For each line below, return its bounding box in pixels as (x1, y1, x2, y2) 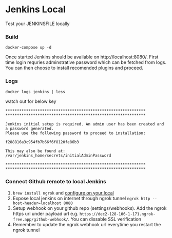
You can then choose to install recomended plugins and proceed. (5, 65, 144, 71)
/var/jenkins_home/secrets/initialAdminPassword (5, 153, 111, 158)
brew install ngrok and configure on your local (12, 189, 114, 196)
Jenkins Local (5, 4, 66, 15)
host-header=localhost (12, 201, 62, 206)
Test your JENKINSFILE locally (5, 20, 70, 27)
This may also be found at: (5, 148, 66, 154)
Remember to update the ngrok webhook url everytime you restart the (12, 221, 161, 227)
